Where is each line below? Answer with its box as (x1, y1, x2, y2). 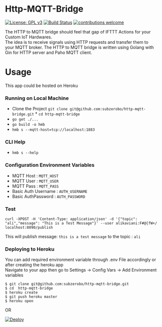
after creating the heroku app (5, 262, 64, 268)
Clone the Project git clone (12, 106, 68, 112)
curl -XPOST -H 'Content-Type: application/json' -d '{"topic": (5, 217, 138, 222)
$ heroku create (5, 290, 38, 295)
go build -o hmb (12, 122, 45, 127)
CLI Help (5, 138, 26, 145)
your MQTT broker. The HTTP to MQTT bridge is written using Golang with (5, 44, 154, 50)
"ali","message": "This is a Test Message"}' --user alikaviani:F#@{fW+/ (5, 221, 158, 226)
